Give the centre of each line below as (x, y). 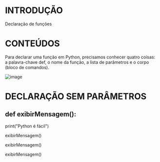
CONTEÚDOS (32, 44)
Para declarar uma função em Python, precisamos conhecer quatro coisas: (80, 57)
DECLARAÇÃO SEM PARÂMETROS (76, 97)
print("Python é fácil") (27, 126)
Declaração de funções (28, 24)
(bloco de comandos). (27, 67)
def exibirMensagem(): (41, 114)
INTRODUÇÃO (34, 10)
